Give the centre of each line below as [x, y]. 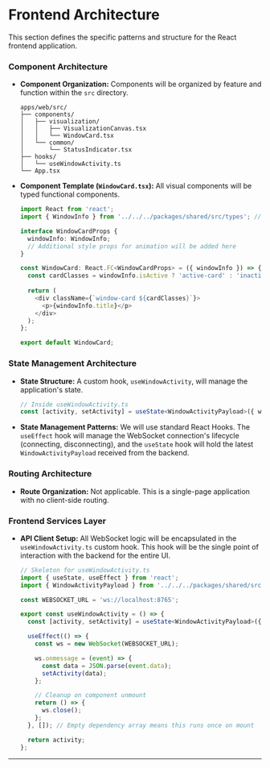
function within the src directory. [74, 93]
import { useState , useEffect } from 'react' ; [99, 578]
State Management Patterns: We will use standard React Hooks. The [135, 427]
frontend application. [43, 45]
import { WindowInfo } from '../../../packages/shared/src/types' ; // [141, 217]
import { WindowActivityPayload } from [87, 585]
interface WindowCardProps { [69, 231]
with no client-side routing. [65, 500]
